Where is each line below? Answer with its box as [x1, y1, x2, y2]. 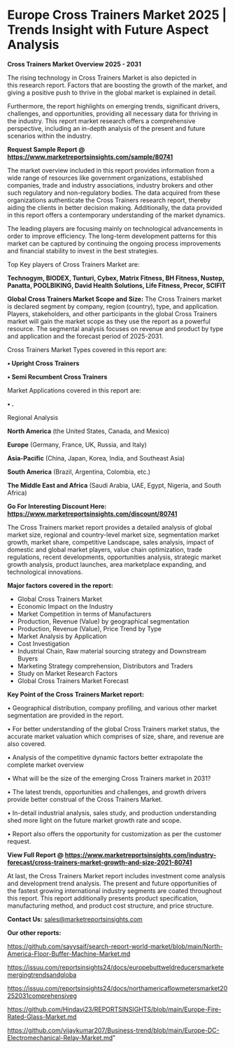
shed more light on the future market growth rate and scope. [7, 816, 182, 824]
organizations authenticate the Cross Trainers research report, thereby [7, 196, 211, 204]
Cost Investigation [17, 639, 70, 647]
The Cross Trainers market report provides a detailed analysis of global [7, 523, 213, 531]
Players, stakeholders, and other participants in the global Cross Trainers [7, 309, 218, 318]
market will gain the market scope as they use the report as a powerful [7, 317, 211, 325]
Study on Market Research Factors [17, 669, 117, 677]
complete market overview [7, 760, 84, 769]
